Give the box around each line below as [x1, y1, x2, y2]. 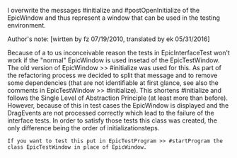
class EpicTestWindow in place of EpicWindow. [7, 144, 147, 151]
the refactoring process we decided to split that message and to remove [7, 71, 218, 79]
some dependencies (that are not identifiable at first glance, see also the [7, 79, 219, 87]
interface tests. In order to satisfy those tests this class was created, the [7, 116, 218, 125]
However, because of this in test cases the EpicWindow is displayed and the [7, 101, 229, 109]
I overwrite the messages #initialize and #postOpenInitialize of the [7, 6, 200, 14]
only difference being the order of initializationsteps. [7, 124, 160, 132]
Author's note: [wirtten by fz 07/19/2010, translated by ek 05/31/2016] [7, 35, 210, 43]
